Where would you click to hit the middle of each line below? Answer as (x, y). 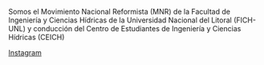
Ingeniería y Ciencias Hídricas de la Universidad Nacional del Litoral (120, 20)
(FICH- (245, 20)
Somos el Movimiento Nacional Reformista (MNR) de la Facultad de (120, 12)
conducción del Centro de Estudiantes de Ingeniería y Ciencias (137, 28)
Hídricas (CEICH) (37, 37)
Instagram (25, 53)
